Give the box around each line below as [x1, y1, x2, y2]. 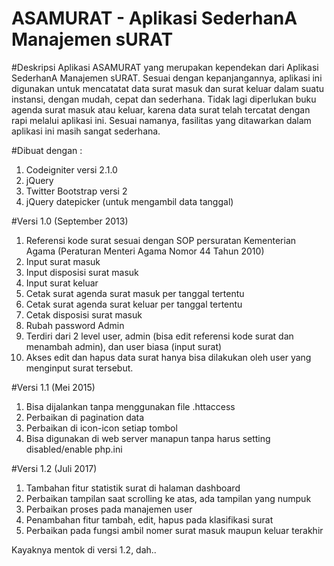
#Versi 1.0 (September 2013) [11, 215, 129, 227]
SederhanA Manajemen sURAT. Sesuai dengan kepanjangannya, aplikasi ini [11, 72, 323, 84]
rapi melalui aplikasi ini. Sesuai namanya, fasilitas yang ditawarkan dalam [11, 114, 312, 126]
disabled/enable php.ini [25, 443, 123, 455]
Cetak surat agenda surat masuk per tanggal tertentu [25, 287, 245, 299]
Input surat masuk [25, 255, 101, 267]
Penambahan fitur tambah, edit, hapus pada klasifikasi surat [25, 513, 274, 526]
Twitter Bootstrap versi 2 [25, 185, 128, 197]
